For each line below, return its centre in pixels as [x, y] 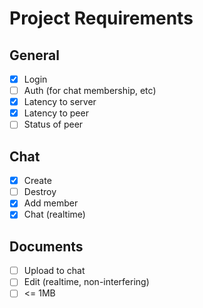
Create [37, 181]
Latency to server [60, 102]
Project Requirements [101, 18]
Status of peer [53, 124]
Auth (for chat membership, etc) [90, 91]
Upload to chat [54, 271]
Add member [51, 203]
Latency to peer [56, 113]
